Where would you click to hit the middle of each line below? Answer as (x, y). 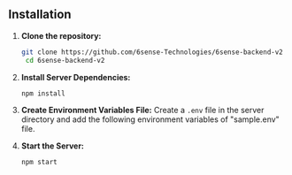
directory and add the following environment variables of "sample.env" (150, 119)
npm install (43, 93)
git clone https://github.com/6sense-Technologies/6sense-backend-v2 (152, 52)
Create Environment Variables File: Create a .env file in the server (142, 110)
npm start (39, 163)
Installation (40, 15)
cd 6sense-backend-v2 (65, 60)
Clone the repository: (61, 35)
